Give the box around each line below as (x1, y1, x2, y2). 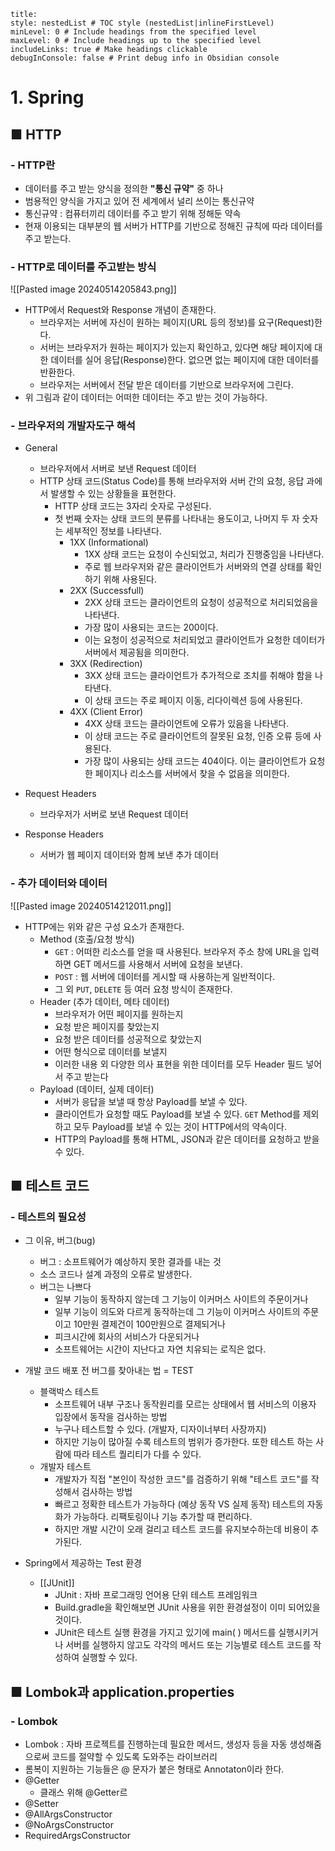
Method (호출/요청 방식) (39, 933, 135, 945)
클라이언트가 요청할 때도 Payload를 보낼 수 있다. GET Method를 (54, 1108, 301, 1120)
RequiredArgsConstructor (24, 1830, 131, 1842)
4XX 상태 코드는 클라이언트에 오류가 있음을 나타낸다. (84, 718, 290, 730)
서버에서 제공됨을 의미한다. (84, 646, 190, 659)
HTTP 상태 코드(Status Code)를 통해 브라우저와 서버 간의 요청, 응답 (39, 475, 305, 487)
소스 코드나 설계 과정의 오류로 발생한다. (39, 1268, 193, 1280)
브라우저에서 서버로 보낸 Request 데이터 (39, 463, 197, 475)
